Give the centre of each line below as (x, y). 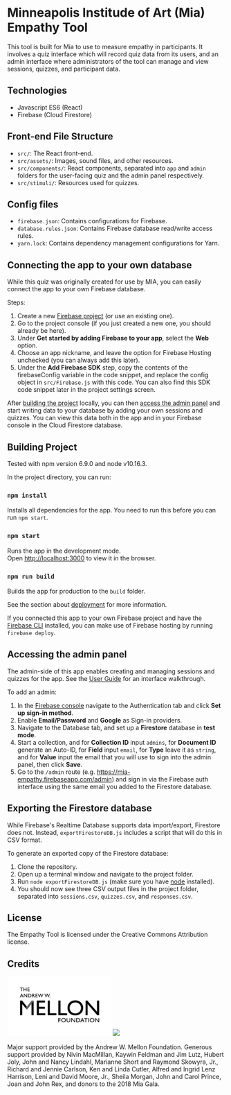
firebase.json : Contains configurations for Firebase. (92, 221)
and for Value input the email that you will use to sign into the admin (114, 757)
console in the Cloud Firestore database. (65, 425)
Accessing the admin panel (67, 654)
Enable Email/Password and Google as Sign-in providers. (100, 720)
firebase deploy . (31, 632)
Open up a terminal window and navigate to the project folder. (105, 874)
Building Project (42, 447)
